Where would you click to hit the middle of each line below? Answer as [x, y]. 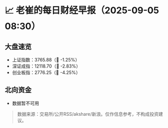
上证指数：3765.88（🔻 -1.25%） [46, 60]
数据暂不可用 [25, 103]
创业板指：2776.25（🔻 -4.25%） [46, 72]
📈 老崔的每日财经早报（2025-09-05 [82, 10]
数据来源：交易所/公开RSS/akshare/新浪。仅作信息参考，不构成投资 [88, 114]
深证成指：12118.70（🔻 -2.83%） [46, 66]
